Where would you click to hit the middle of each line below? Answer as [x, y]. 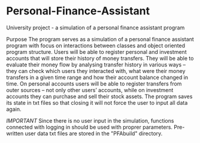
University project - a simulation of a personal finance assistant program [96, 28]
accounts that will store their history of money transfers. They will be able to [100, 58]
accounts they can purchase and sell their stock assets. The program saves [99, 96]
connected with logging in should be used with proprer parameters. [89, 127]
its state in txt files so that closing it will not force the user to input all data [97, 102]
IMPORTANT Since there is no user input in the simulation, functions [90, 120]
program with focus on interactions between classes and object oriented [96, 45]
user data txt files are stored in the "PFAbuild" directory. [94, 133]
